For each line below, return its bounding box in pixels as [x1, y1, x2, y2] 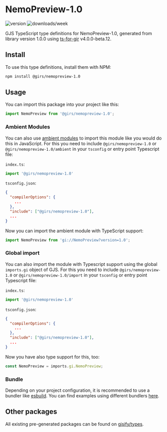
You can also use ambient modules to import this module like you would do [5, 135, 162, 141]
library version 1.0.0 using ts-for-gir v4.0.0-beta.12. [5, 36, 112, 42]
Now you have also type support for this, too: [5, 354, 100, 360]
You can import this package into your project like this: [5, 101, 119, 107]
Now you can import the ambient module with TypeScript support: [5, 228, 144, 234]
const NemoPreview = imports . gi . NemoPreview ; [5, 363, 103, 369]
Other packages [5, 408, 57, 416]
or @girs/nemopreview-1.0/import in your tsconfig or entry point [13, 272, 147, 278]
